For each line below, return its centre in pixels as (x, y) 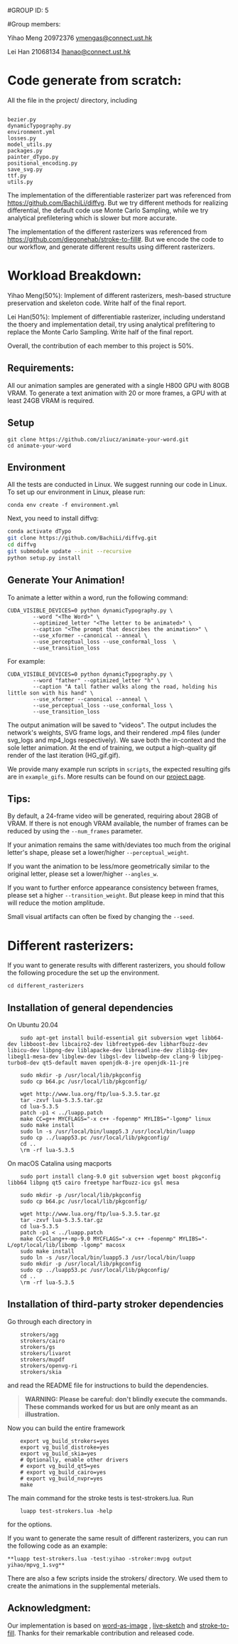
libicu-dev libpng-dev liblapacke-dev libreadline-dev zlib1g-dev (108, 1051)
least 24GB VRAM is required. (51, 400)
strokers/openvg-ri (49, 1366)
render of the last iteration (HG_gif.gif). (64, 755)
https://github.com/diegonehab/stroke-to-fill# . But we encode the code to (115, 239)
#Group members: (34, 24)
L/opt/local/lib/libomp (43, 1245)
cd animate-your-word (39, 446)
